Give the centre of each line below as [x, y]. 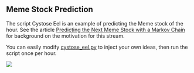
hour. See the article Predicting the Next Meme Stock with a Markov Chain [96, 30]
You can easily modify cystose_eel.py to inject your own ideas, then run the [97, 47]
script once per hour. [31, 53]
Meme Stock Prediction [50, 10]
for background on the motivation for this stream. [65, 36]
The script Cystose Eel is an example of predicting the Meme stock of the [95, 23]
